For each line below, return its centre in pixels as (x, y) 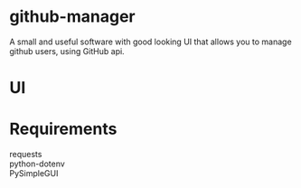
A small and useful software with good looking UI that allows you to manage (150, 42)
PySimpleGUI (34, 174)
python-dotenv (37, 164)
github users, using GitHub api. (67, 51)
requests (26, 155)
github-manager (72, 17)
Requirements (63, 129)
